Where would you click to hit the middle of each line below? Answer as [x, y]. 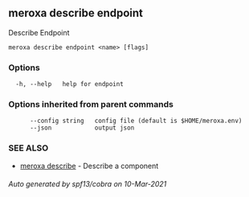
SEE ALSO [29, 148]
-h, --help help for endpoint [70, 84]
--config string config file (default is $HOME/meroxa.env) [136, 121]
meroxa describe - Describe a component [89, 166]
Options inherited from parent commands [91, 105]
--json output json [82, 128]
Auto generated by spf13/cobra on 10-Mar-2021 [88, 184]
